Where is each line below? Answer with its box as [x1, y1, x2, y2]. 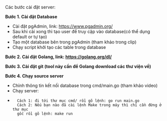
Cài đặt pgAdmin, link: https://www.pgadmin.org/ [12, 23, 113, 29]
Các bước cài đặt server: [5, 4, 56, 10]
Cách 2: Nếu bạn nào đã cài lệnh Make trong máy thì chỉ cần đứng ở [17, 103, 162, 108]
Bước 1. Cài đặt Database [5, 14, 58, 19]
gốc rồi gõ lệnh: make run [17, 111, 73, 116]
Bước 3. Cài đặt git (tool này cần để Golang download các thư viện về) [5, 64, 152, 69]
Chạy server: [12, 88, 39, 93]
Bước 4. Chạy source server [5, 73, 64, 79]
